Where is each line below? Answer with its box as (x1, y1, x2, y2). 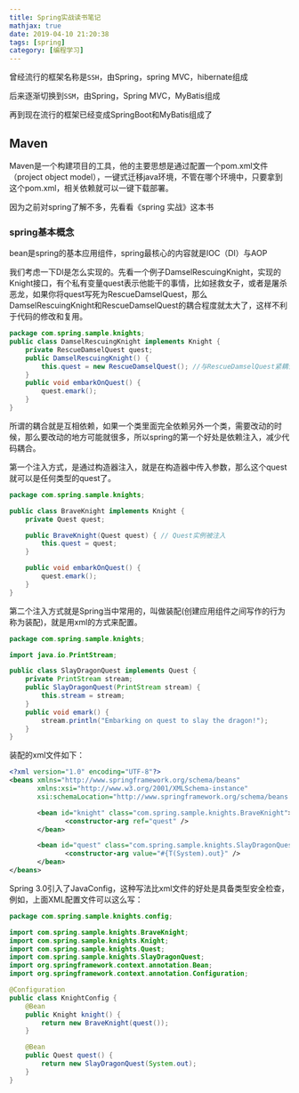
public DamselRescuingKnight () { (25, 353, 149, 363)
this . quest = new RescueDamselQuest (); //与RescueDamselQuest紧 (41, 362, 282, 371)
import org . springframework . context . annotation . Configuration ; (9, 969, 249, 978)
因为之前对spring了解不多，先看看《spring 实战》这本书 (9, 201, 214, 212)
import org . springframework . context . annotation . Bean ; (9, 961, 214, 970)
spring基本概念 (9, 226, 75, 238)
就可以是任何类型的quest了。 (9, 472, 116, 483)
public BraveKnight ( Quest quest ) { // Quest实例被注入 (25, 531, 226, 540)
